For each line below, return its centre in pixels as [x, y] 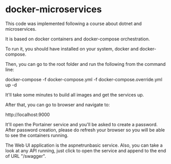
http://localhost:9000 [28, 114]
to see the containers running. [37, 135]
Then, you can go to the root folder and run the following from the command [86, 64]
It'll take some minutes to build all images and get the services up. [75, 95]
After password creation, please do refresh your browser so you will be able [85, 130]
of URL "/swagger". [26, 156]
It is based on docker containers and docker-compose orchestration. [78, 39]
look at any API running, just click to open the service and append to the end [86, 150]
